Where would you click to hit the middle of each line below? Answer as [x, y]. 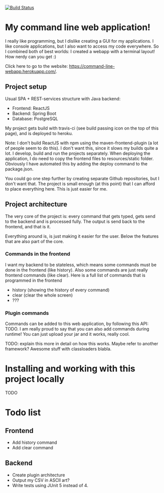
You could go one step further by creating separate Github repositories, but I [82, 178]
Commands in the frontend [38, 254]
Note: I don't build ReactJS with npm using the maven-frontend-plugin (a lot [82, 143]
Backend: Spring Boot [34, 113]
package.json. [19, 169]
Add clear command [33, 448]
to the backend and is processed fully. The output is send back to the [75, 221]
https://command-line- [92, 66]
